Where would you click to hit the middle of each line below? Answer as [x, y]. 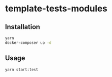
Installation [23, 27]
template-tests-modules [56, 9]
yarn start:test [22, 70]
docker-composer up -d [28, 42]
